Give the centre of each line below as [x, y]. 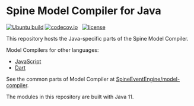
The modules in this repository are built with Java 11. [70, 97]
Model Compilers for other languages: [53, 50]
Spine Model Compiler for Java [84, 11]
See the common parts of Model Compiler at [61, 79]
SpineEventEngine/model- [148, 79]
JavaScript [28, 61]
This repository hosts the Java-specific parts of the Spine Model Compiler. [97, 38]
